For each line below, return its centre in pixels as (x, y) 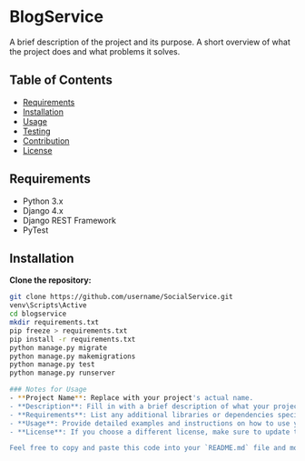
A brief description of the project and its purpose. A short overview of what (150, 42)
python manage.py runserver (63, 373)
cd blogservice (38, 314)
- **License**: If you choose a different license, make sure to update (150, 432)
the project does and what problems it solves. (95, 51)
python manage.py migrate (58, 347)
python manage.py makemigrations (73, 356)
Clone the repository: (50, 280)
